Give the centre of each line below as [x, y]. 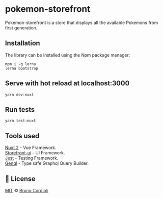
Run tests [20, 110]
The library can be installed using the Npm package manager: [68, 55]
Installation [23, 43]
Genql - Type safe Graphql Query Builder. [47, 163]
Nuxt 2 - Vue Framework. [31, 148]
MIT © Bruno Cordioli [27, 190]
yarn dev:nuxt [20, 95]
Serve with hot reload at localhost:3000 [67, 84]
